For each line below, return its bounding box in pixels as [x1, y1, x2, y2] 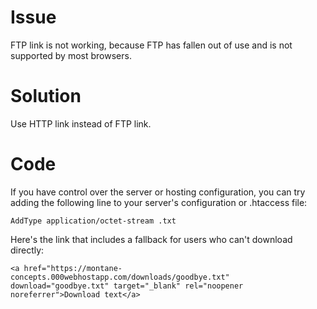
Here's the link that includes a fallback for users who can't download [10, 233, 293, 245]
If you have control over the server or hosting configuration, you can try [10, 186, 306, 198]
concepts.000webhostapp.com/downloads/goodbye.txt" [10, 272, 230, 282]
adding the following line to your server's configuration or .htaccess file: [10, 196, 308, 208]
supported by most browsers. [10, 49, 132, 61]
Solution [10, 85, 82, 108]
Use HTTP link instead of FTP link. [10, 117, 152, 130]
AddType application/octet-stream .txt [10, 216, 177, 226]
